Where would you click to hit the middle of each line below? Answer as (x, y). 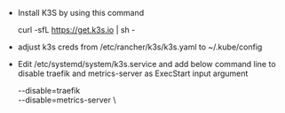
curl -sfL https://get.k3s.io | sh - (76, 30)
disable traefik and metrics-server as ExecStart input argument (133, 73)
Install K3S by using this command (81, 13)
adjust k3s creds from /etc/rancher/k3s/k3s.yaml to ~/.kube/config (140, 47)
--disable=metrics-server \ (67, 100)
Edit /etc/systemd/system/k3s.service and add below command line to (147, 64)
